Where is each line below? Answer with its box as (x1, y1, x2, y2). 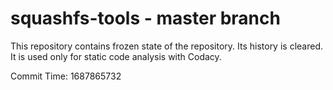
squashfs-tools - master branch (10, 7, 281, 30)
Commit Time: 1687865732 (10, 70, 122, 82)
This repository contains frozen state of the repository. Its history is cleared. (10, 40, 323, 52)
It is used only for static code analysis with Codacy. (10, 50, 222, 62)
